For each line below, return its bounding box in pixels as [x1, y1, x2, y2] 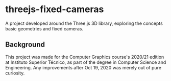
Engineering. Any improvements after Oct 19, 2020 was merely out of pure [5, 64, 162, 70]
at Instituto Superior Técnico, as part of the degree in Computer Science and [5, 59, 166, 65]
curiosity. [5, 70, 25, 76]
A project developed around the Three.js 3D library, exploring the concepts [5, 20, 163, 26]
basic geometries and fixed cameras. [5, 25, 83, 31]
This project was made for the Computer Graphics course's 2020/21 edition [5, 54, 164, 60]
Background [5, 40, 45, 49]
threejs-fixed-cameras [5, 4, 104, 15]
